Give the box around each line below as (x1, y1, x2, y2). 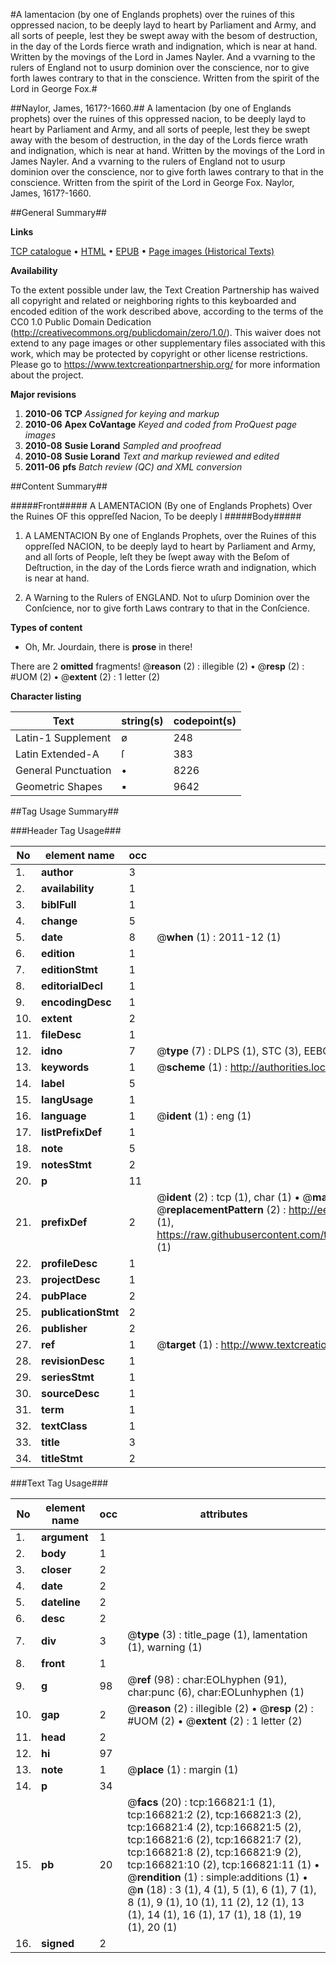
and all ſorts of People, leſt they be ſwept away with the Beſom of (24, 551, 290, 563)
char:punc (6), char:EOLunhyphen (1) (127, 1685, 305, 1699)
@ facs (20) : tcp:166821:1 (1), (127, 1795, 276, 1809)
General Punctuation (15, 764, 112, 777)
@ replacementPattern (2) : (156, 1203, 287, 1216)
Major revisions (10, 389, 77, 400)
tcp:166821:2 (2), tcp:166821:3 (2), (127, 1808, 302, 1821)
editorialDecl (41, 979, 103, 993)
